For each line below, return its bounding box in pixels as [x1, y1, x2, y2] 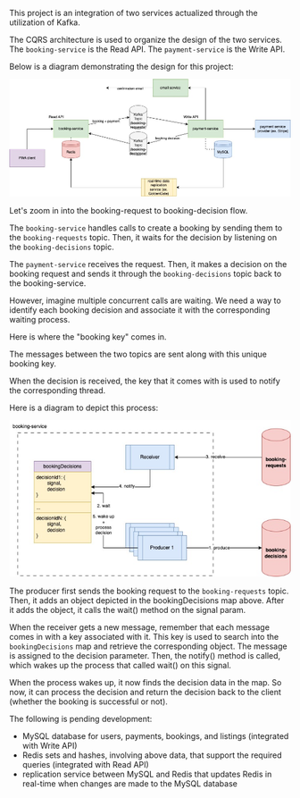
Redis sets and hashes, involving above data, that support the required [21, 750, 283, 760]
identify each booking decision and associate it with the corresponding [9, 305, 271, 315]
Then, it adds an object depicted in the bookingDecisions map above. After [9, 594, 285, 606]
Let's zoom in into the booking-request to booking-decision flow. [9, 206, 248, 216]
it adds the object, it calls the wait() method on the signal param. [9, 604, 246, 615]
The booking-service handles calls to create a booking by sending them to [9, 223, 283, 233]
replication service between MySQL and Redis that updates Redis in [21, 769, 272, 779]
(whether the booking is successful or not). [9, 696, 168, 707]
